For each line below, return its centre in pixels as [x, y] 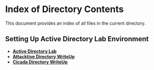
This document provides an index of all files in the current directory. [75, 23]
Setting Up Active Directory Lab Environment [77, 39]
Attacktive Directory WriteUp [44, 56]
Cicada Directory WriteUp [40, 62]
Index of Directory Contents [65, 9]
